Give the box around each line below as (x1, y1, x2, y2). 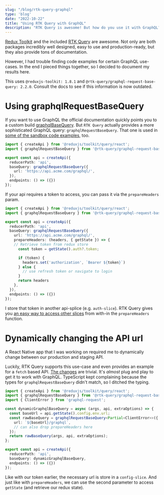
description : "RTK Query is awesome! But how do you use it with (5, 25, 141, 30)
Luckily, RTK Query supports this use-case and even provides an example (5, 364, 154, 369)
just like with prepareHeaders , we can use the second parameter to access (5, 479, 154, 485)
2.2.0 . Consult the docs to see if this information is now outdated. (20, 84, 153, 89)
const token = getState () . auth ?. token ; (18, 246, 99, 252)
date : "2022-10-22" (5, 16, 45, 21)
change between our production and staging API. (5, 354, 104, 360)
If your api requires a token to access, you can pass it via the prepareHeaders (5, 191, 159, 197)
